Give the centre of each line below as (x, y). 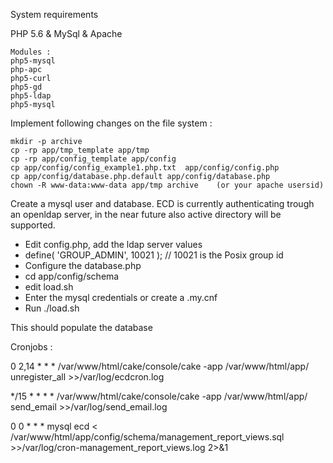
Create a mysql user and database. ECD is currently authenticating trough (162, 203)
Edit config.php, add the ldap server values (113, 244)
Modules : (31, 52)
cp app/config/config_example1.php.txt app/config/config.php (145, 168)
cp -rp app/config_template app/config (93, 159)
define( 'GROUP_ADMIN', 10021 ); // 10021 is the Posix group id (154, 255)
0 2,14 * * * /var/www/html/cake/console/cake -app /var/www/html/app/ (160, 366)
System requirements (54, 14)
